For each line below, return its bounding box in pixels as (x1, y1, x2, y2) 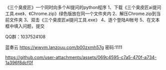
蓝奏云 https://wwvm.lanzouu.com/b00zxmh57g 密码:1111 (5, 44, 123, 50)
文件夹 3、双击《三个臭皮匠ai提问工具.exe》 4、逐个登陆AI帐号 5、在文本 (9, 17, 160, 22)
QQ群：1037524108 (5, 34, 46, 39)
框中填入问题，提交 (5, 23, 45, 29)
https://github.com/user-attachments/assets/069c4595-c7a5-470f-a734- (5, 54, 157, 60)
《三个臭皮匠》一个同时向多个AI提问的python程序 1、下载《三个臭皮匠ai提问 (5, 4, 162, 10)
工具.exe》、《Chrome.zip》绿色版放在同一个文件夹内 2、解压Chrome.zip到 (5, 10, 157, 16)
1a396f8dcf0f (5, 59, 33, 65)
